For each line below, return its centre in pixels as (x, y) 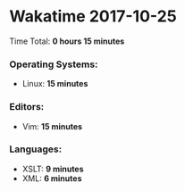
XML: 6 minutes (52, 178)
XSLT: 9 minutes (53, 169)
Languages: (36, 149)
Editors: (27, 107)
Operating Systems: (54, 64)
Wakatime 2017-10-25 (93, 17)
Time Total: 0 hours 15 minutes (67, 41)
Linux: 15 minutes (55, 84)
